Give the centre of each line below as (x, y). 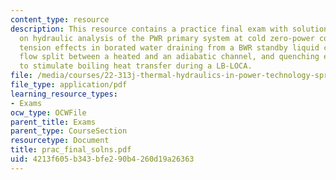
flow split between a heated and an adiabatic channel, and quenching (169, 57)
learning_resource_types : (64, 94)
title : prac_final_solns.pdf (71, 150)
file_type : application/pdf (69, 85)
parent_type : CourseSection (69, 131)
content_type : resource (60, 19)
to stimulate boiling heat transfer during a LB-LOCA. (136, 66)
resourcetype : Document (60, 141)
